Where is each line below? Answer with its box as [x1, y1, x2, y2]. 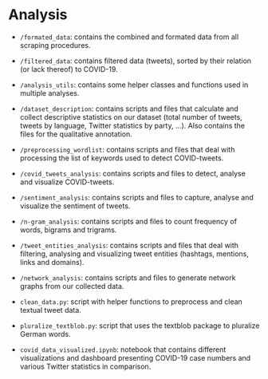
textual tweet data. [19, 305, 81, 314]
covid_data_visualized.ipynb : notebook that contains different [19, 345, 227, 354]
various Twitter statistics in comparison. [19, 361, 152, 371]
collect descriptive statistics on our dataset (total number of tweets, [19, 112, 243, 121]
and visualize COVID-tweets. [19, 177, 115, 187]
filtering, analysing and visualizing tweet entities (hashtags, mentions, [19, 249, 250, 259]
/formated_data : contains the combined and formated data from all [19, 32, 239, 41]
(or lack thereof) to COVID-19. [19, 64, 118, 73]
